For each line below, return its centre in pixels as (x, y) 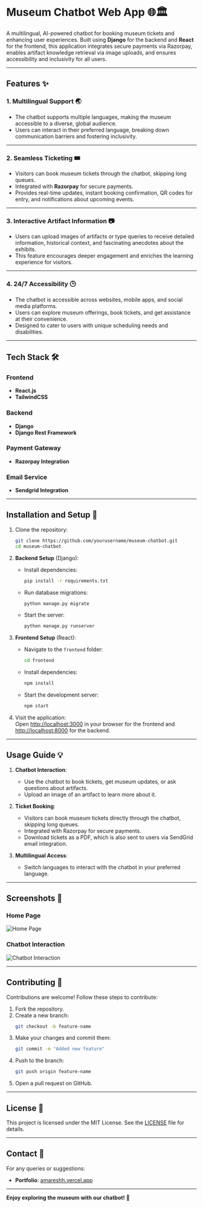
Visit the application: (40, 717)
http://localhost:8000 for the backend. (63, 730)
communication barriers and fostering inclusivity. (76, 136)
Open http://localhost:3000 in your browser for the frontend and (95, 724)
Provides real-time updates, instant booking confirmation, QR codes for (104, 193)
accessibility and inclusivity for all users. (56, 59)
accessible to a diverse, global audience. (66, 123)
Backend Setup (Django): (47, 558)
